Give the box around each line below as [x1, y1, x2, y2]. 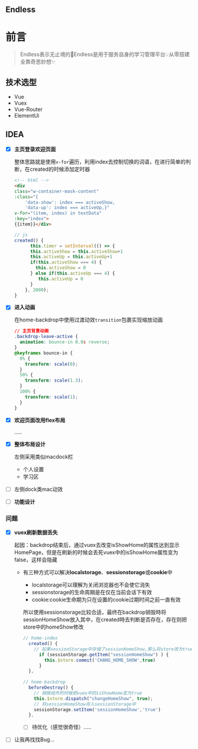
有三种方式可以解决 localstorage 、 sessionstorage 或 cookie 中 [22, 569, 173, 576]
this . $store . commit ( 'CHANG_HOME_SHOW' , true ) [44, 657, 156, 663]
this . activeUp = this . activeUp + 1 [30, 254, 113, 260]
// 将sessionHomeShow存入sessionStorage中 [34, 701, 137, 707]
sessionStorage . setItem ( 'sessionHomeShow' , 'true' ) [34, 706, 161, 712]
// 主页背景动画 [14, 328, 49, 334]
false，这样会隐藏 [14, 556, 57, 564]
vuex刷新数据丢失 [14, 529, 59, 536]
